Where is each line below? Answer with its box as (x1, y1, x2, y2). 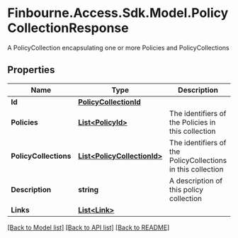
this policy (169, 184, 204, 194)
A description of (169, 176, 223, 186)
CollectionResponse (7, 20, 129, 36)
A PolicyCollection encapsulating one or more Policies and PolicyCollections (7, 43, 230, 52)
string (77, 184, 99, 194)
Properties (7, 64, 55, 76)
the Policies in (169, 117, 216, 127)
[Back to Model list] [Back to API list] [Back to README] (7, 223, 170, 232)
